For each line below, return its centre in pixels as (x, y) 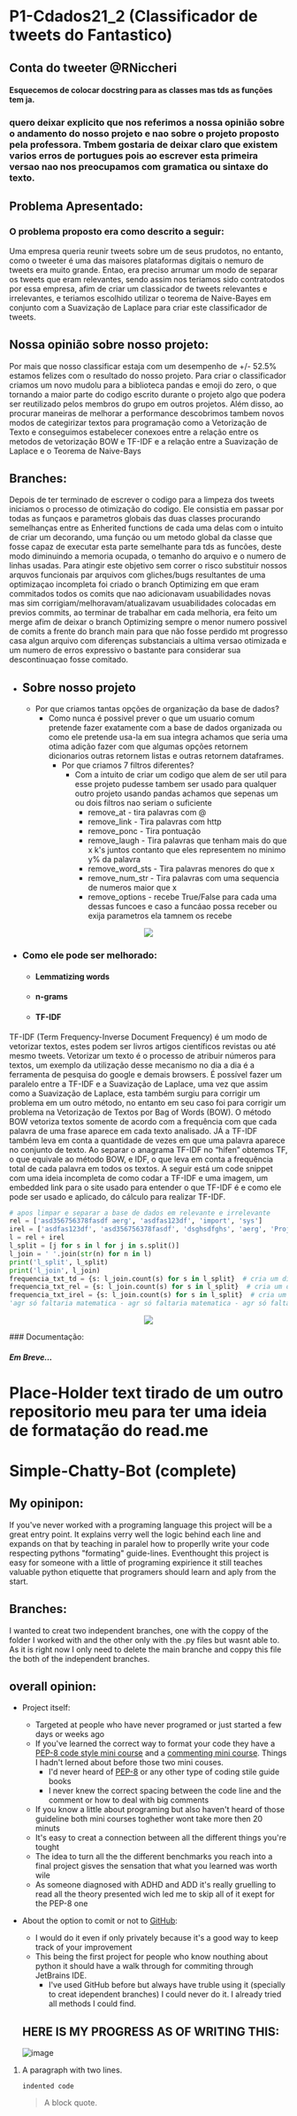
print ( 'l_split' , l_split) (59, 1262)
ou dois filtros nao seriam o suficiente (143, 803)
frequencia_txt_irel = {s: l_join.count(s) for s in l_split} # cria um (148, 1295)
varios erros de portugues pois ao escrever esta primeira (134, 156)
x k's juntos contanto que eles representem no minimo (187, 850)
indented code (48, 2087)
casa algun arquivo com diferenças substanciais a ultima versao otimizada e (148, 641)
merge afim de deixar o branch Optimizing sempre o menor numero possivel (148, 622)
